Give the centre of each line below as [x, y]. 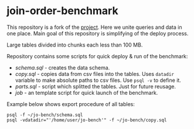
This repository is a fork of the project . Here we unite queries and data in [94, 27]
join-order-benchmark [63, 11]
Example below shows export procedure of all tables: [71, 104]
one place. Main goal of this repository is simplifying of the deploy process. [98, 33]
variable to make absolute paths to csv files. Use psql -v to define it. [98, 80]
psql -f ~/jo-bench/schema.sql [45, 115]
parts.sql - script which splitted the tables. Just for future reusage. [96, 86]
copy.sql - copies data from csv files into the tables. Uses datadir [95, 74]
